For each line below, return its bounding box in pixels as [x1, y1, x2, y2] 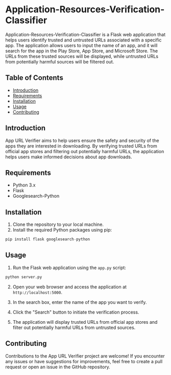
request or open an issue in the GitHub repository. [5, 364, 111, 370]
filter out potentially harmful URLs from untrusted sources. [12, 324, 136, 330]
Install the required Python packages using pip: [12, 227, 112, 233]
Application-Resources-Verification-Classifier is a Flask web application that [5, 31, 166, 37]
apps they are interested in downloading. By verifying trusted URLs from [5, 142, 157, 149]
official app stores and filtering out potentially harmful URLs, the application [5, 148, 164, 154]
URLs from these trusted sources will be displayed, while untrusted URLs [5, 53, 159, 59]
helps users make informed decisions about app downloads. [5, 154, 132, 160]
